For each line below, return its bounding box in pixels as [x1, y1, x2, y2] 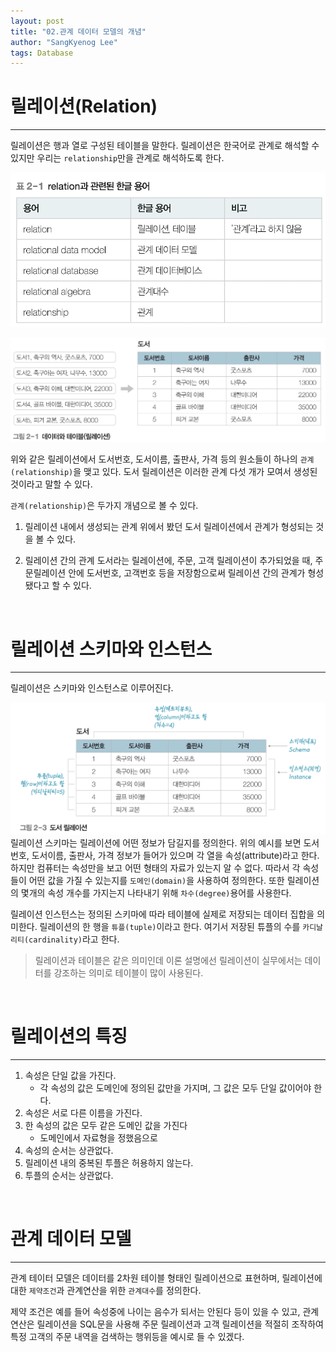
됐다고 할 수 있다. [24, 580, 92, 592]
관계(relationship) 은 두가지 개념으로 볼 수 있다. [10, 500, 199, 512]
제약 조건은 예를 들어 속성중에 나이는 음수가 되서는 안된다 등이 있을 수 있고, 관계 [10, 1305, 320, 1317]
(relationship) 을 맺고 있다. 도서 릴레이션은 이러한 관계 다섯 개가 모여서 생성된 [10, 466, 318, 478]
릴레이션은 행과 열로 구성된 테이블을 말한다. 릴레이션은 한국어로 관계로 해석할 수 [10, 140, 320, 152]
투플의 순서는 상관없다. [24, 1169, 114, 1181]
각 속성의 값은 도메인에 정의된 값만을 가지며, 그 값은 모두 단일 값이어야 [39, 1081, 312, 1094]
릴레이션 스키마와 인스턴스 [10, 638, 213, 660]
